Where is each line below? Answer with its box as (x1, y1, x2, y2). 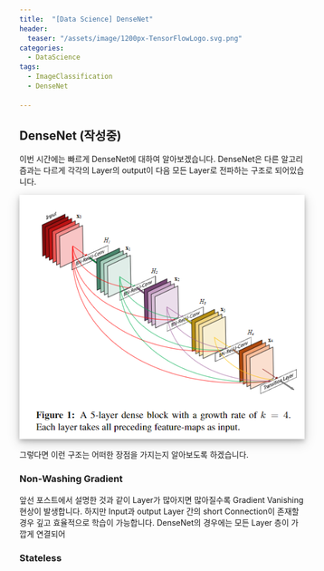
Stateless (19, 551, 62, 564)
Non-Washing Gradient (19, 472, 123, 485)
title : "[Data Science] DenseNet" (19, 15, 154, 24)
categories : (19, 44, 64, 53)
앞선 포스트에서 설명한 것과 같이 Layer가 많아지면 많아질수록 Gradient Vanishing (19, 494, 304, 505)
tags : (19, 63, 40, 72)
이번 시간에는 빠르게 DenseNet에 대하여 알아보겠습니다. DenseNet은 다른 (19, 154, 280, 165)
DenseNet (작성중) (19, 128, 121, 144)
